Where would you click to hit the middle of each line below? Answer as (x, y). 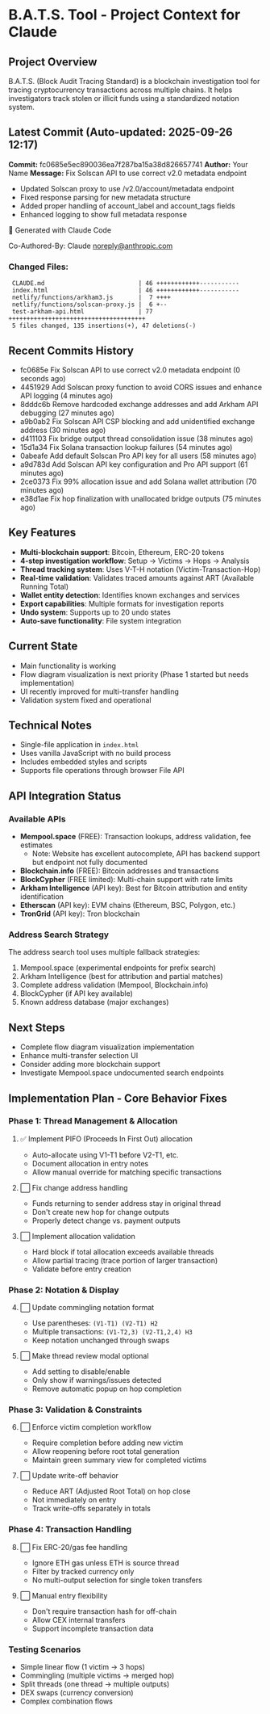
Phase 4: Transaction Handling (70, 1530)
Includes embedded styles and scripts (83, 762)
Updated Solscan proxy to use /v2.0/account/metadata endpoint (127, 188)
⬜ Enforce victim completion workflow (85, 1427)
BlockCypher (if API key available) (76, 994)
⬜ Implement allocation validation (77, 1236)
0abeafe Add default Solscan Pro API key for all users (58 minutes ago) (138, 456)
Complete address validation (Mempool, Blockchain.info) (114, 985)
